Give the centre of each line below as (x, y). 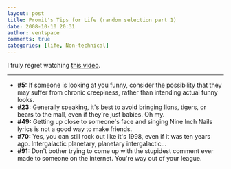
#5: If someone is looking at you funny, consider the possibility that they (119, 85)
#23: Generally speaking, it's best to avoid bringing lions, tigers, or (111, 107)
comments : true (29, 39)
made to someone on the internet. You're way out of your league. (109, 158)
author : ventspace (33, 33)
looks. (26, 100)
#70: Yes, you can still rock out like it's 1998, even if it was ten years (114, 136)
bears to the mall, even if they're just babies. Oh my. (91, 114)
